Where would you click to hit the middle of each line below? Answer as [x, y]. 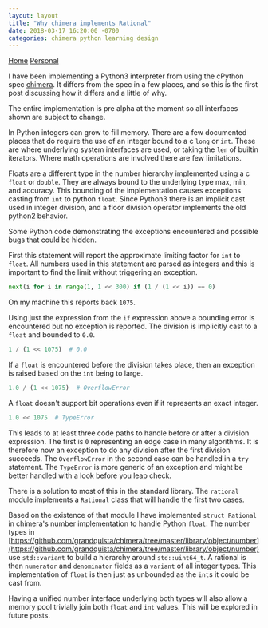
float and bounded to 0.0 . [52, 335]
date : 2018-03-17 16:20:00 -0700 [64, 30]
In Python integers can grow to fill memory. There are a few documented [128, 133]
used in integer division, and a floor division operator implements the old [127, 208]
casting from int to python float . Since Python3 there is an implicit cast [127, 199]
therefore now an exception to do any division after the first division [119, 450]
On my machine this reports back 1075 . [72, 302]
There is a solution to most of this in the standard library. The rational [124, 491]
